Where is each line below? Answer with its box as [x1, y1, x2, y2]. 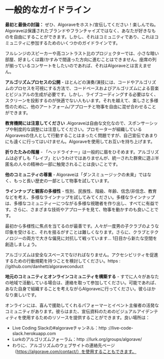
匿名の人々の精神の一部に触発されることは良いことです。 [5, 161, 121, 167]
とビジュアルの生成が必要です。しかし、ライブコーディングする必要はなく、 [5, 91, 159, 97]
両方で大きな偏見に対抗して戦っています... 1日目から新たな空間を [26, 235, 158, 241]
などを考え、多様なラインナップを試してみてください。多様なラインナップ [5, 194, 155, 200]
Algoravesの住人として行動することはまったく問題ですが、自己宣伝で [5, 132, 145, 138]
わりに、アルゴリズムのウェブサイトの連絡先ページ [12, 342, 115, 348]
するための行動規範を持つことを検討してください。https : [5, 258, 121, 263]
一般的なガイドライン [5, 4, 92, 16]
